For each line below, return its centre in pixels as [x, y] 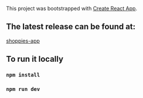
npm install [23, 75]
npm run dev [23, 89]
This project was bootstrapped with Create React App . [72, 8]
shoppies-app [23, 41]
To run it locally [35, 59]
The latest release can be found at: [71, 27]
